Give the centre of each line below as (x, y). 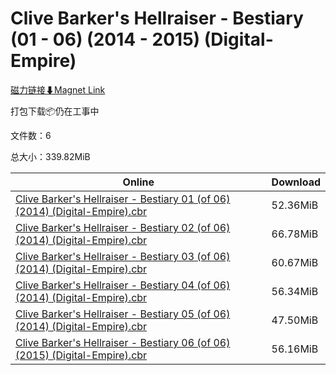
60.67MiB (295, 262)
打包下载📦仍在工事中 (55, 111)
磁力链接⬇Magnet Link (58, 89)
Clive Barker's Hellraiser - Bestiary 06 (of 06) (123, 342)
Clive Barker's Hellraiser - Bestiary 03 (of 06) (123, 256)
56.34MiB (295, 291)
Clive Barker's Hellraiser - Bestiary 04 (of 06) (123, 285)
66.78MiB (295, 234)
